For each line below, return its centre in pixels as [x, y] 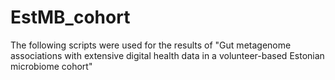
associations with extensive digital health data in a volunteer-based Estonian [167, 55]
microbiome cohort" [51, 66]
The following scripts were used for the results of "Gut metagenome [151, 45]
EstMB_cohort [70, 17]
